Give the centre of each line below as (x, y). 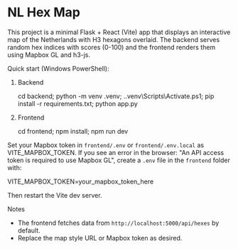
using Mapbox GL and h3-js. (49, 55)
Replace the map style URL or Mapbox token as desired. (100, 238)
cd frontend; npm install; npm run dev (73, 131)
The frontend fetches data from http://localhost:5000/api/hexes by (118, 223)
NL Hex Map (44, 12)
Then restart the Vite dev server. (55, 195)
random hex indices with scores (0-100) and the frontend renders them (112, 47)
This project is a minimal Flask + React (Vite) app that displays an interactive (119, 32)
